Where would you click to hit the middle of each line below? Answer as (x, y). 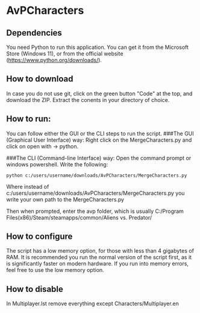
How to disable (35, 289)
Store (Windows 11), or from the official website (65, 54)
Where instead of (28, 186)
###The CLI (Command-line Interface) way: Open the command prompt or (99, 158)
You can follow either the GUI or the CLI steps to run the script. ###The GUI (100, 133)
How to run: (29, 119)
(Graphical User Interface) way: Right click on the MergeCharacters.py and (99, 140)
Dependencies (34, 33)
